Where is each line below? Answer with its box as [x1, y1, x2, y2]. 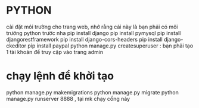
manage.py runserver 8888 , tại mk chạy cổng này [6, 95, 130, 102]
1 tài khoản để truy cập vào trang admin [6, 48, 104, 55]
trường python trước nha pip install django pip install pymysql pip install [6, 29, 181, 36]
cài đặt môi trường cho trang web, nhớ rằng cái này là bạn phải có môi [6, 23, 178, 30]
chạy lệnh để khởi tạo [6, 69, 114, 83]
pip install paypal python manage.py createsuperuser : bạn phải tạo [27, 42, 194, 49]
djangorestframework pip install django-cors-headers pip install [6, 36, 163, 43]
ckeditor [6, 42, 27, 49]
